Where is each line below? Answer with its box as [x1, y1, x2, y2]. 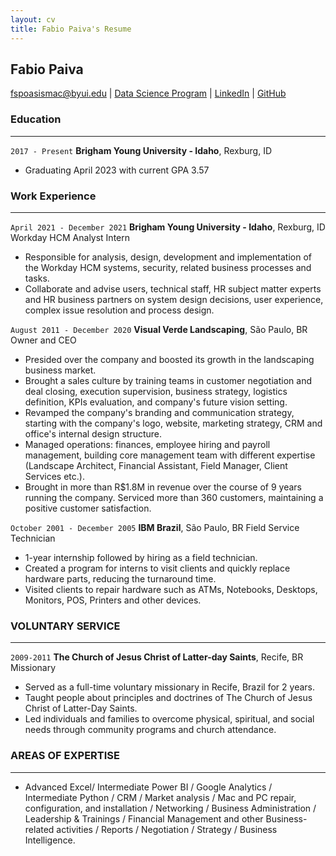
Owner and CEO [10, 334, 77, 346]
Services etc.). [24, 470, 85, 482]
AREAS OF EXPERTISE [10, 749, 120, 763]
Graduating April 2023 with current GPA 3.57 [24, 164, 210, 176]
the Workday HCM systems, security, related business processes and [24, 261, 312, 273]
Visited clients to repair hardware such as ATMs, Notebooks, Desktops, [24, 583, 318, 595]
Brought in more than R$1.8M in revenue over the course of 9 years [24, 481, 302, 493]
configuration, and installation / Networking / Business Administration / [24, 802, 317, 814]
